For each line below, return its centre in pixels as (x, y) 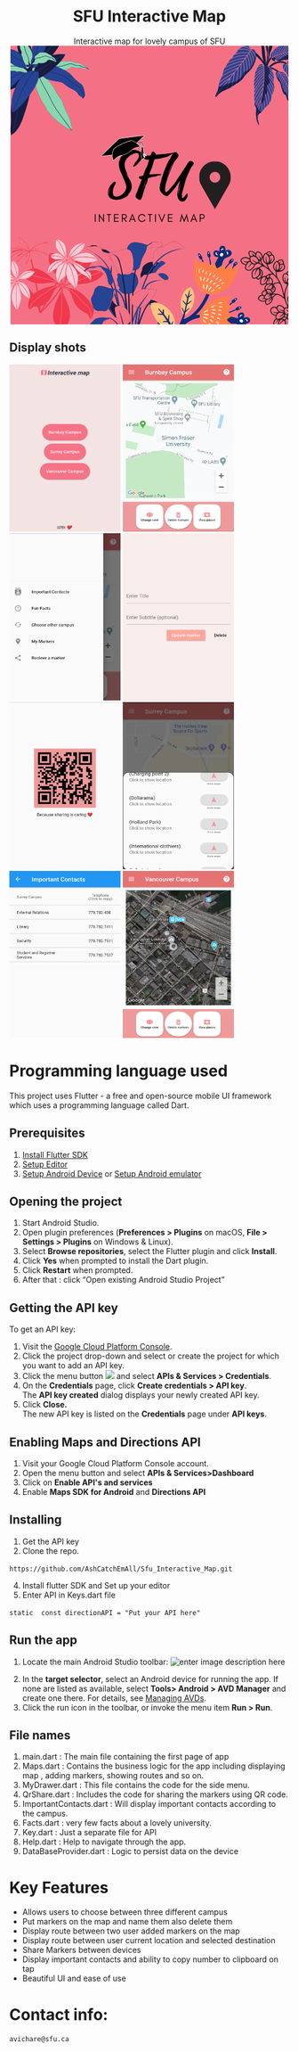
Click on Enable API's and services (87, 1482)
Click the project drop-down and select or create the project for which (151, 1356)
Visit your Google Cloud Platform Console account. (115, 1463)
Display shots (48, 348)
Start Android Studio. (60, 1223)
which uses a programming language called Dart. (99, 1105)
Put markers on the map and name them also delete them (127, 1922)
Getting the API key (64, 1308)
